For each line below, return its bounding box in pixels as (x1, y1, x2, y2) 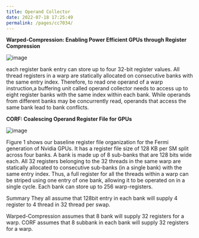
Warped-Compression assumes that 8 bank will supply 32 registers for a (6, 213, 185, 220)
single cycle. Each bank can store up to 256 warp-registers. (6, 183, 153, 190)
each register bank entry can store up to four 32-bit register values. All (6, 66, 180, 73)
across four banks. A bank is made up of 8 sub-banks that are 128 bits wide (6, 151, 192, 158)
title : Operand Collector (6, 8, 70, 15)
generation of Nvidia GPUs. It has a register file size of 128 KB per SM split (6, 145, 189, 152)
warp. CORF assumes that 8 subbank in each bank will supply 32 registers (6, 219, 189, 226)
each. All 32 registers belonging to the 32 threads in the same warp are (6, 158, 181, 165)
